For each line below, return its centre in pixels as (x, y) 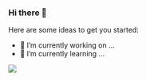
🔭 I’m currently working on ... (67, 45)
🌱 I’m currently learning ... (62, 54)
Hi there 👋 (28, 13)
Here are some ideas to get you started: (74, 30)
